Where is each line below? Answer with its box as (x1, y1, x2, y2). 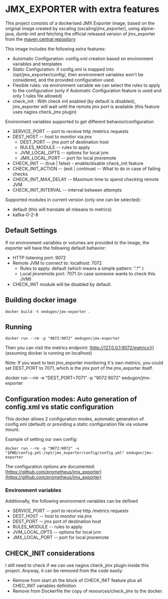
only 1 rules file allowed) (12, 93, 63, 99)
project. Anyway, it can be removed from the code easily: (5, 568, 123, 574)
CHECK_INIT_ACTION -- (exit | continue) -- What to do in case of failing (12, 166, 160, 172)
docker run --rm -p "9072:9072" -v (5, 446, 80, 451)
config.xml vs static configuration (5, 402, 114, 411)
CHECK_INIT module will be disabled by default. (12, 281, 112, 287)
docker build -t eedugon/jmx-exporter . (5, 309, 91, 314)
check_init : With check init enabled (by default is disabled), (12, 98, 136, 104)
